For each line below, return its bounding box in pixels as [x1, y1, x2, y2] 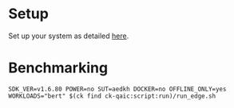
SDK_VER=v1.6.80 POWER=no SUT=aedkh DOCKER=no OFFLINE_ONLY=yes [8, 85, 227, 93]
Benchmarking [8, 59, 109, 77]
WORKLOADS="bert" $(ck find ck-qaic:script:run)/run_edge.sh [8, 92, 216, 100]
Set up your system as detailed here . [8, 31, 129, 40]
